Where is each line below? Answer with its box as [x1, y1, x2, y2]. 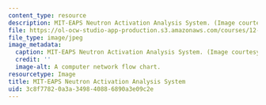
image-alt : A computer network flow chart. [15, 63, 161, 71]
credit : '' [15, 56, 51, 64]
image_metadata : [8, 41, 62, 49]
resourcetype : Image [8, 70, 77, 78]
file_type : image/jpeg [8, 33, 83, 42]
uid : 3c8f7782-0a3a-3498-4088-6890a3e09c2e [8, 84, 154, 93]
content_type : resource [8, 11, 87, 20]
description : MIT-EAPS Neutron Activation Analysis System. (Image [8, 19, 236, 27]
